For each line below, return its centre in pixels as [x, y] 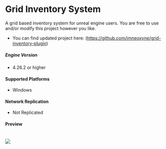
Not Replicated [28, 112]
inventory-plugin [29, 43]
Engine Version [21, 55]
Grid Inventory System [53, 9]
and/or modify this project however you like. [50, 28]
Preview [14, 124]
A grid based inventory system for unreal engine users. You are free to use [82, 23]
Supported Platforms [27, 79]
